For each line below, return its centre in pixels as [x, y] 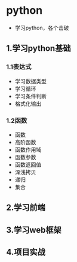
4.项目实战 [26, 252]
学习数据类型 [30, 81]
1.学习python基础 [38, 48]
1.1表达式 [19, 67]
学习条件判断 [30, 96]
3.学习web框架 [34, 230]
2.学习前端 [26, 208]
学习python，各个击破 [42, 28]
